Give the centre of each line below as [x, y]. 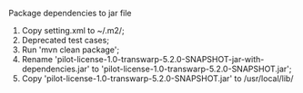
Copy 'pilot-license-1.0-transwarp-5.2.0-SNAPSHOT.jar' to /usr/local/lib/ [157, 79]
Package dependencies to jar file [71, 13]
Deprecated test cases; [66, 40]
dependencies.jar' [56, 69]
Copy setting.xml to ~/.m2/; [73, 30]
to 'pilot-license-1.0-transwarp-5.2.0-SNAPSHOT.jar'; [192, 69]
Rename [37, 59]
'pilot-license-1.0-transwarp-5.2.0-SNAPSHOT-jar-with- [160, 59]
